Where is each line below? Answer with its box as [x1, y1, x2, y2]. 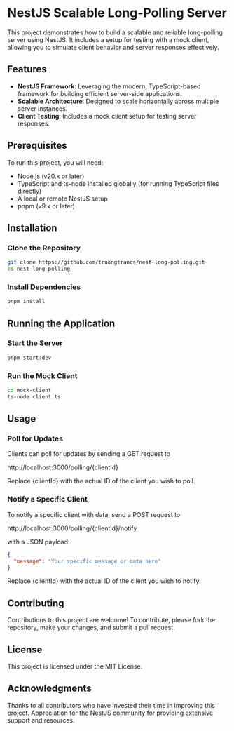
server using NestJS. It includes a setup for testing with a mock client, [7, 35, 209, 43]
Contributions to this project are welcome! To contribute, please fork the [7, 616, 216, 624]
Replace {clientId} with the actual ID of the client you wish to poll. [7, 477, 195, 485]
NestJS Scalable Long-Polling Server [7, 5, 228, 21]
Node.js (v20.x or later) [17, 172, 85, 180]
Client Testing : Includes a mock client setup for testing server [17, 112, 197, 120]
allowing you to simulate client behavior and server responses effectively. [7, 43, 219, 51]
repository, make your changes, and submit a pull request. [7, 623, 175, 632]
